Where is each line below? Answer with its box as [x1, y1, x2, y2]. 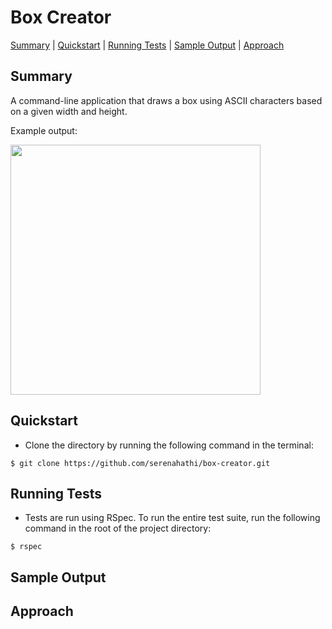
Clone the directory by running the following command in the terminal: [24, 439, 314, 451]
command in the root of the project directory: [24, 522, 212, 535]
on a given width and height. [10, 105, 128, 117]
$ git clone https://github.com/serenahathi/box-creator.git [10, 458, 271, 468]
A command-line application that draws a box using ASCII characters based [10, 94, 323, 106]
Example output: [10, 124, 78, 136]
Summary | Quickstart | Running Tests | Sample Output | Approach [10, 39, 285, 51]
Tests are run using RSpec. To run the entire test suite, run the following [24, 512, 321, 524]
